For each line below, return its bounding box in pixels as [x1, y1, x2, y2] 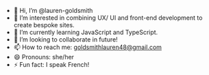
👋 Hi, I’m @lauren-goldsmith [13, 7, 93, 14]
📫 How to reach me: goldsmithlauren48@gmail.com [13, 43, 162, 51]
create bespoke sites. [13, 21, 75, 29]
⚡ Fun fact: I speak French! [13, 61, 90, 68]
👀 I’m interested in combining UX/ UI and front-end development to [13, 14, 203, 22]
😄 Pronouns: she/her [13, 53, 74, 61]
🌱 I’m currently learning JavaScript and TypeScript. [13, 28, 158, 36]
